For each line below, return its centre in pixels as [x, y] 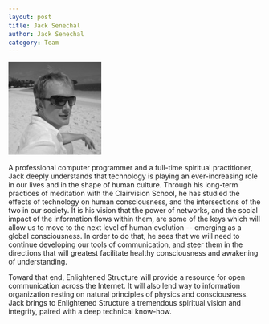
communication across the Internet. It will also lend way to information [124, 286]
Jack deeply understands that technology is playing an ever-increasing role [133, 176]
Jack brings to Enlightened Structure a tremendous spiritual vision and [125, 303]
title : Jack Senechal [45, 25]
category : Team [34, 43]
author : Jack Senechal [46, 34]
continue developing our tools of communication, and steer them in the [126, 244]
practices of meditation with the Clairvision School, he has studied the [124, 194]
